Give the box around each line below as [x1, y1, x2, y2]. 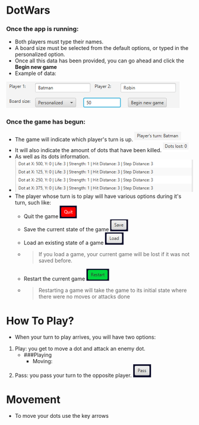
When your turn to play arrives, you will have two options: [14, 333, 156, 341]
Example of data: [14, 70, 56, 77]
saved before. [38, 257, 72, 265]
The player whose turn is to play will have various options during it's [14, 193, 182, 200]
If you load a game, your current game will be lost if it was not [38, 251, 190, 258]
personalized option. [14, 51, 65, 58]
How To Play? [6, 314, 74, 328]
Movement [6, 393, 61, 406]
